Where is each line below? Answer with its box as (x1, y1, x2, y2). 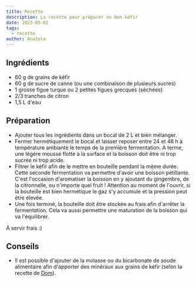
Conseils (6, 241, 39, 251)
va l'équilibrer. (14, 213, 49, 220)
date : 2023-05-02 (6, 19, 49, 25)
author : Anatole (6, 36, 46, 42)
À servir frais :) (6, 224, 42, 231)
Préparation (6, 116, 51, 126)
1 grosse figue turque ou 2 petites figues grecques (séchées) (14, 86, 163, 93)
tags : (6, 25, 19, 31)
